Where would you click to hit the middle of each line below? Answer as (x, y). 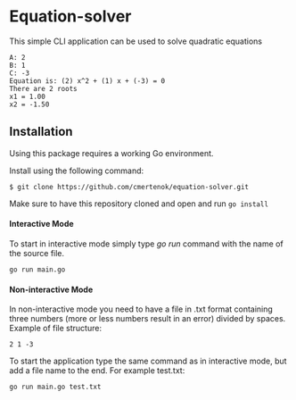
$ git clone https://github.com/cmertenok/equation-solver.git (129, 187)
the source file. (37, 253)
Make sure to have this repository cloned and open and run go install (139, 204)
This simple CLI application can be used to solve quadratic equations (136, 41)
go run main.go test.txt (55, 387)
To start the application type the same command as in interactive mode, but (148, 361)
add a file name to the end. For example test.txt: (97, 371)
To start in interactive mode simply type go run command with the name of (146, 244)
